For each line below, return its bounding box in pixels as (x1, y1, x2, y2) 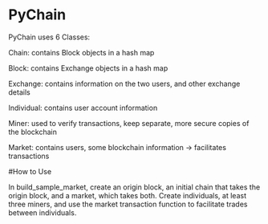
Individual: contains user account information (8, 103, 158, 112)
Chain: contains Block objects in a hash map (8, 47, 155, 57)
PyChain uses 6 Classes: (8, 32, 91, 42)
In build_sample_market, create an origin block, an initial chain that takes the (8, 182, 261, 192)
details (8, 87, 30, 97)
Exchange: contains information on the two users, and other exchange (8, 79, 241, 88)
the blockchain (8, 127, 58, 136)
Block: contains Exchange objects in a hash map (8, 63, 169, 73)
